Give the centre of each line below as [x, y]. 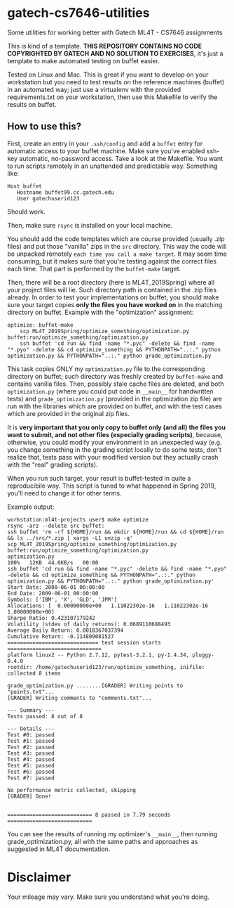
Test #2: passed [31, 747]
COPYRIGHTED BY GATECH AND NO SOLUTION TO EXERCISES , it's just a [115, 53]
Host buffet [25, 186]
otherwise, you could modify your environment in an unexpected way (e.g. [115, 442]
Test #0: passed [31, 735]
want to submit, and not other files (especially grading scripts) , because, [115, 434]
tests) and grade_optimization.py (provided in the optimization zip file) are [115, 398]
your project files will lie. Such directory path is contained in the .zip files [112, 290]
